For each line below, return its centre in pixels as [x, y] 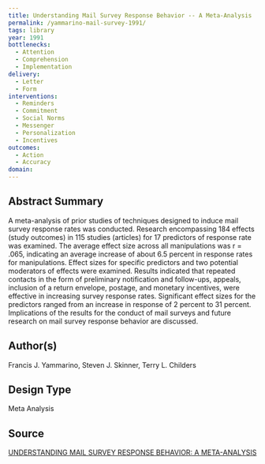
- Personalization [46, 133]
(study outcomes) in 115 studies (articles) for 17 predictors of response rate [130, 237]
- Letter [30, 81]
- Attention [35, 52]
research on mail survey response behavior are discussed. [103, 321]
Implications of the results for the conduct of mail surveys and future [119, 312]
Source [26, 434]
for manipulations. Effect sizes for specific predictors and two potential [123, 262]
